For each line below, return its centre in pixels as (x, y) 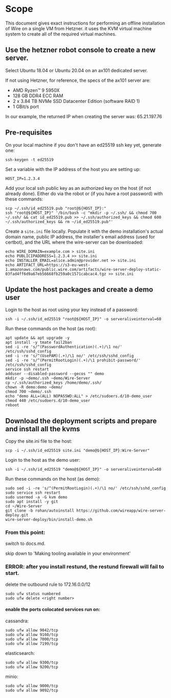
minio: (12, 677)
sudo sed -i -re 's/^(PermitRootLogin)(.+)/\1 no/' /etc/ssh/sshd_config (86, 488)
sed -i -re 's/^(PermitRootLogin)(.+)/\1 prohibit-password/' (73, 361)
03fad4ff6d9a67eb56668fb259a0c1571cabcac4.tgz (56, 274)
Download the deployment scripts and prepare (81, 421)
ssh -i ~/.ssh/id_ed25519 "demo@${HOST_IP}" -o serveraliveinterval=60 (83, 470)
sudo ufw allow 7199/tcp (32, 644)
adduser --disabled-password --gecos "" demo (55, 374)
